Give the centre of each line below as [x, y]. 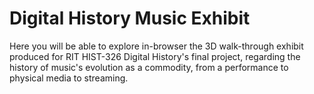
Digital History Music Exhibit [130, 18]
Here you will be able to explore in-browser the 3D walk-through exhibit [156, 46]
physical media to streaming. [69, 78]
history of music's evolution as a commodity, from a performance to [149, 67]
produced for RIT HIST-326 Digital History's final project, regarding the [155, 56]
